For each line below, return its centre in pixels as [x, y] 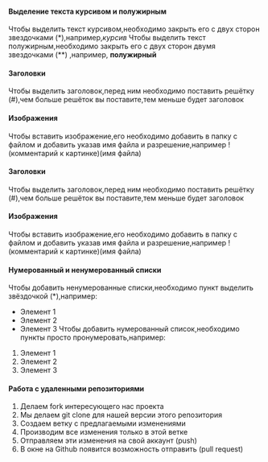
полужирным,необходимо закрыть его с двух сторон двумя [112, 46]
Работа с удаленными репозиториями [76, 388]
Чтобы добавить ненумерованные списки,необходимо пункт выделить [131, 288]
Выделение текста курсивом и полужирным [88, 11]
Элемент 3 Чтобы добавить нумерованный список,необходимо [130, 329]
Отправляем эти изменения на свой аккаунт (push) [108, 441]
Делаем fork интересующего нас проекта [92, 406]
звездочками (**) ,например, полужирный [82, 55]
